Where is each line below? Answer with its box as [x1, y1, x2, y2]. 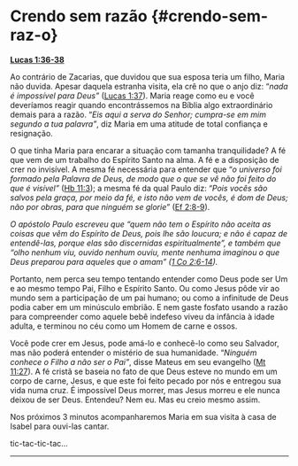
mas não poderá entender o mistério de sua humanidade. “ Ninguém [10, 347, 257, 358]
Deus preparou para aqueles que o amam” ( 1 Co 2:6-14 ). [10, 256, 218, 267]
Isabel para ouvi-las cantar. [10, 421, 110, 431]
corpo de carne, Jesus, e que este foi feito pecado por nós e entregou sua [10, 375, 282, 386]
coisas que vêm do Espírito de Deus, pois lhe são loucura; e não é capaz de [10, 228, 288, 238]
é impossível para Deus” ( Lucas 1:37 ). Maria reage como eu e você [10, 90, 255, 101]
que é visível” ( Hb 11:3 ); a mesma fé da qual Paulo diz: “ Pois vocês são [10, 183, 268, 193]
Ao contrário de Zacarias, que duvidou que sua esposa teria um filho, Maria [10, 71, 286, 82]
